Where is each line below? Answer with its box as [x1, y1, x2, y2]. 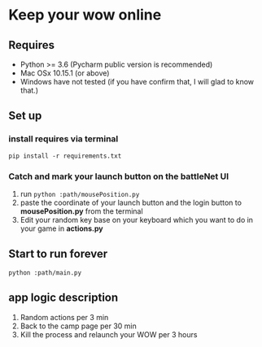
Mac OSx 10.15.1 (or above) [20, 68, 110, 78]
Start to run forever [8, 247, 108, 261]
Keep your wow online [8, 6, 162, 24]
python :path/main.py [8, 268, 82, 277]
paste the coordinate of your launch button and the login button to [20, 197, 242, 207]
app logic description [8, 291, 119, 305]
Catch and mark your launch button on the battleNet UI [8, 171, 229, 182]
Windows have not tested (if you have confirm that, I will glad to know [20, 77, 255, 86]
